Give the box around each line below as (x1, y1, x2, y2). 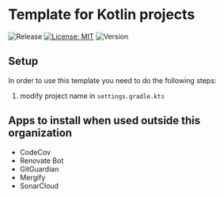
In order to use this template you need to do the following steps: (8, 75, 217, 85)
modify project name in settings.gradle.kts (19, 91, 165, 100)
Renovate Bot (19, 156, 64, 165)
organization (8, 127, 73, 140)
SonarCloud (19, 180, 59, 191)
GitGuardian (19, 164, 59, 173)
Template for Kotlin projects (8, 6, 196, 24)
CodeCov (19, 147, 51, 157)
